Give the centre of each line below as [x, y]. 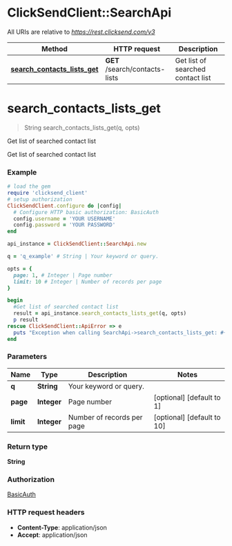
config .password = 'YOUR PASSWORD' [65, 225]
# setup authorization [40, 199]
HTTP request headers [46, 512]
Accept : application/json [52, 535]
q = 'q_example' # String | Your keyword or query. [83, 257]
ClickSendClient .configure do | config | [65, 206]
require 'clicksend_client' [48, 193]
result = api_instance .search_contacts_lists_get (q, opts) [100, 313]
